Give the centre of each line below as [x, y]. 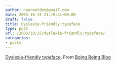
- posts [13, 43]
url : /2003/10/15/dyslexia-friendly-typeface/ [55, 33]
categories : [18, 38]
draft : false [19, 19]
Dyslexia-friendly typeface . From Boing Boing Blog [58, 57]
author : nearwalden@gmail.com [37, 10]
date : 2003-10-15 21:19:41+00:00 [41, 15]
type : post [17, 29]
